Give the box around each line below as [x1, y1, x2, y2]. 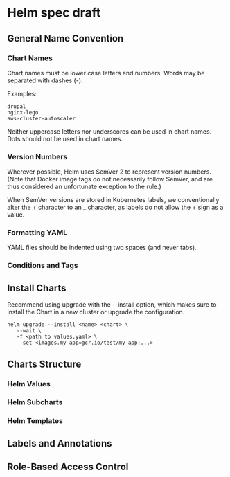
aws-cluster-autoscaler [7, 115, 76, 122]
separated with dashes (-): [7, 76, 83, 84]
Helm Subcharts [7, 397, 63, 407]
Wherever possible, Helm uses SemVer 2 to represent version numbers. [7, 168, 211, 176]
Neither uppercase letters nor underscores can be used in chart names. [7, 127, 212, 136]
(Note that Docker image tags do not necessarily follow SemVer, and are [7, 175, 213, 183]
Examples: [7, 89, 37, 98]
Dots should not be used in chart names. [7, 134, 123, 143]
